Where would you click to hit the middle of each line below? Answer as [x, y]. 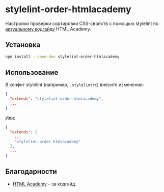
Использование [32, 73]
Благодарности [31, 172]
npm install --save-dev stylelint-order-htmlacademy [62, 57]
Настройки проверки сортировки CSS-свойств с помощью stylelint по [82, 23]
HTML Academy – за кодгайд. [44, 184]
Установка [23, 45]
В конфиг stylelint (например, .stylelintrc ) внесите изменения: [75, 85]
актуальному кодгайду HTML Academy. [48, 29]
